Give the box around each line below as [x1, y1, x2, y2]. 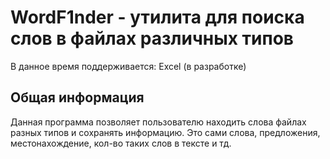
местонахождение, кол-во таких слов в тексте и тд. [10, 137, 232, 149]
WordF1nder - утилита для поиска [10, 6, 305, 29]
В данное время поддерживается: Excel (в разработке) [10, 60, 247, 72]
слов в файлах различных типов [10, 27, 295, 50]
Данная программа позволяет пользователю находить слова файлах [10, 116, 307, 128]
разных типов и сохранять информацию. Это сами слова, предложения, [10, 126, 321, 138]
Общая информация [10, 89, 145, 106]
